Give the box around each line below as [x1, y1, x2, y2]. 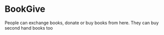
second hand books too [4, 25, 53, 31]
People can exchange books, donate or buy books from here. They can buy [4, 20, 159, 26]
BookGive [4, 3, 46, 15]
